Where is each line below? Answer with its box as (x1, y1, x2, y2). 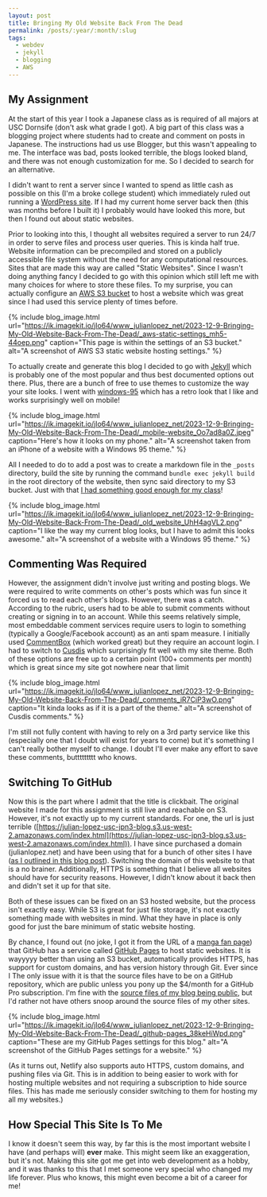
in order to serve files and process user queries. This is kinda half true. (8, 238, 240, 247)
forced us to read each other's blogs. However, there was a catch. (8, 595, 225, 605)
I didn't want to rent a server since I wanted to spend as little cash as (8, 180, 234, 189)
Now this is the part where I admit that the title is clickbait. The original (8, 796, 239, 807)
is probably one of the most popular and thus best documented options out (8, 370, 254, 379)
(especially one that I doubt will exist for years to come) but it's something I (8, 736, 254, 746)
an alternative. (8, 165, 56, 174)
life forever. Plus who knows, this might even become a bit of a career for (8, 1173, 248, 1182)
